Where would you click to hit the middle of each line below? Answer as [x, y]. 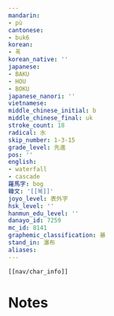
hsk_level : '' [31, 206]
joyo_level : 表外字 [38, 199]
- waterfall [28, 169]
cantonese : [26, 30]
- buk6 [19, 37]
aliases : [22, 250]
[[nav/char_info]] [38, 271]
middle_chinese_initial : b [52, 111]
